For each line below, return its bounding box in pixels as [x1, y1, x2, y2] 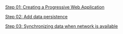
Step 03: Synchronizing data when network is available [5, 23, 118, 29]
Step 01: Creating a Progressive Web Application [5, 4, 105, 10]
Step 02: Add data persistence [5, 14, 68, 19]
